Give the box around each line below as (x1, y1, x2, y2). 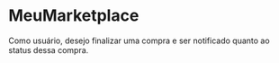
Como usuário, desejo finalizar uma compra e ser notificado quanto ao (8, 35, 271, 46)
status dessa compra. (8, 44, 89, 55)
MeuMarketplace (8, 5, 139, 26)
